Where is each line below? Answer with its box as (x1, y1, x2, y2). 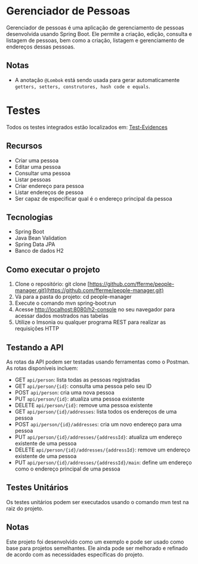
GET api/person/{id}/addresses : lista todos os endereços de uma (14, 408, 177, 415)
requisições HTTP (14, 325, 60, 332)
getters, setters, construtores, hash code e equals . (14, 83, 150, 90)
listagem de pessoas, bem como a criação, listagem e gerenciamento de (6, 37, 185, 44)
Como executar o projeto (6, 265, 100, 275)
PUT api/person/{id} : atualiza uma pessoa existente (14, 395, 145, 402)
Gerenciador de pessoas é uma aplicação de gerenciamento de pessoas (6, 24, 184, 31)
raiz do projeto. (6, 505, 44, 512)
